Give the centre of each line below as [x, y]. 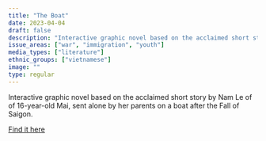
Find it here [27, 129]
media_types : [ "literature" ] [56, 52]
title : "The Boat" [38, 15]
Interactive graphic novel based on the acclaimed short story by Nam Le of [130, 97]
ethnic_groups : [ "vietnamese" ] [60, 60]
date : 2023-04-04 [37, 23]
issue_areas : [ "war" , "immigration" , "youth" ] [86, 45]
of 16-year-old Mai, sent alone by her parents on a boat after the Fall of [124, 105]
